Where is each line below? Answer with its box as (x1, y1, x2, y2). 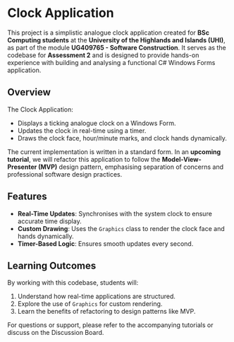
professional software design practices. (7, 170, 123, 178)
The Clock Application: (7, 105, 74, 114)
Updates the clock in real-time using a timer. (17, 126, 147, 135)
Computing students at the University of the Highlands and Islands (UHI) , (7, 35, 226, 44)
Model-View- (161, 155, 202, 163)
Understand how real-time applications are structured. (17, 292, 176, 301)
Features (7, 191, 47, 203)
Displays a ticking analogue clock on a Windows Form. (17, 119, 176, 127)
